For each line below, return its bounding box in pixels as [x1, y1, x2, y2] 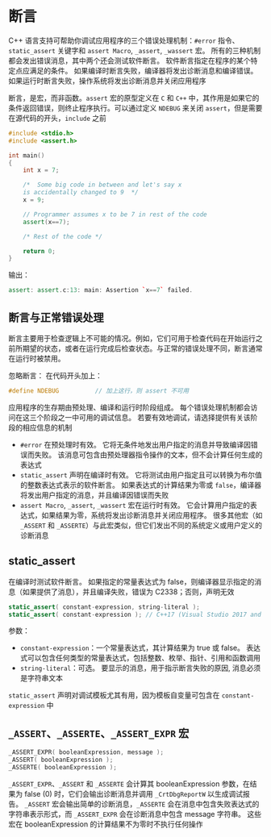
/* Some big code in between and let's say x [23, 181, 182, 189]
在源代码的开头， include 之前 [8, 113, 107, 123]
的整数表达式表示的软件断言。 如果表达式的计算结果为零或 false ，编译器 [19, 480, 262, 489]
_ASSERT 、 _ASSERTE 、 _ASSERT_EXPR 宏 [8, 727, 190, 740]
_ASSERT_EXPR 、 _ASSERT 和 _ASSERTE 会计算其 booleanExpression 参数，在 [8, 779, 250, 789]
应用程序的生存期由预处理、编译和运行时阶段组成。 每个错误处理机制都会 [8, 402, 251, 412]
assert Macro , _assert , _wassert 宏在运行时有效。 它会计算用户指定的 [19, 500, 250, 510]
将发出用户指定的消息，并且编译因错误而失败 [19, 489, 169, 500]
